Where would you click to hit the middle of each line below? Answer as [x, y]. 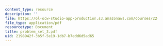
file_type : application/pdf [33, 23]
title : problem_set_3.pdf [31, 32]
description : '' [21, 14]
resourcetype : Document [29, 27]
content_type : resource [29, 9]
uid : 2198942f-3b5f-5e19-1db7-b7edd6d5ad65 [50, 36]
